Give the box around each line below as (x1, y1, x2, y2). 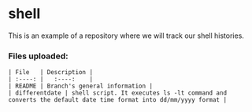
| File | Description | (8, 69, 93, 77)
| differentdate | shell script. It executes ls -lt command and (8, 89, 227, 97)
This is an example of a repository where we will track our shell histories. (8, 31, 244, 40)
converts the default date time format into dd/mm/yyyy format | (8, 96, 227, 104)
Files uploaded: (8, 50, 69, 62)
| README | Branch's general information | (8, 82, 154, 91)
